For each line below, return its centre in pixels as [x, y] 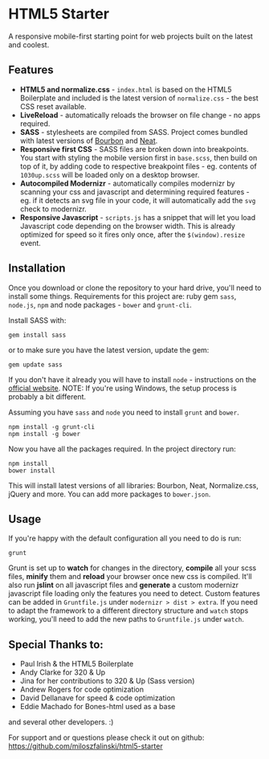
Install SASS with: [37, 320]
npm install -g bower [45, 434]
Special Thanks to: [56, 645]
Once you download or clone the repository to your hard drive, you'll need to [135, 288]
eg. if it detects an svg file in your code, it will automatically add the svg [138, 200]
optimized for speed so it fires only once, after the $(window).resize [132, 235]
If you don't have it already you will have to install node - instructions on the [132, 379]
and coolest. [29, 44]
